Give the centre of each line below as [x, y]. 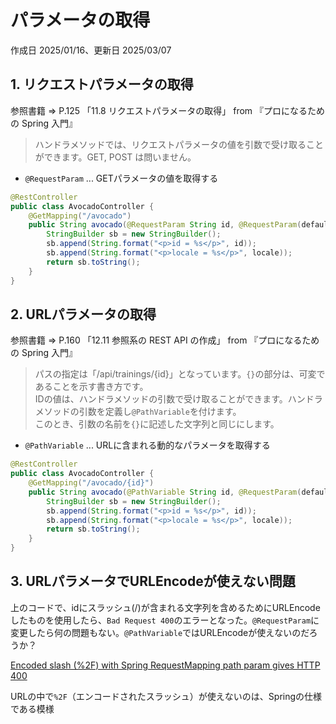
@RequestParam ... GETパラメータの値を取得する [121, 178]
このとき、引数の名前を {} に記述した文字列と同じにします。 [157, 424]
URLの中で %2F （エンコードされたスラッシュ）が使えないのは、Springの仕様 [166, 696]
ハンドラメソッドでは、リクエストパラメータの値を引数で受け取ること [179, 144]
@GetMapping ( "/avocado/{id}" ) [91, 483]
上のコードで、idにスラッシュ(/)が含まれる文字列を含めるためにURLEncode [165, 607]
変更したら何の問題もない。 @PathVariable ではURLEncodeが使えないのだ [160, 632]
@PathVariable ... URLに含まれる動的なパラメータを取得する [147, 445]
